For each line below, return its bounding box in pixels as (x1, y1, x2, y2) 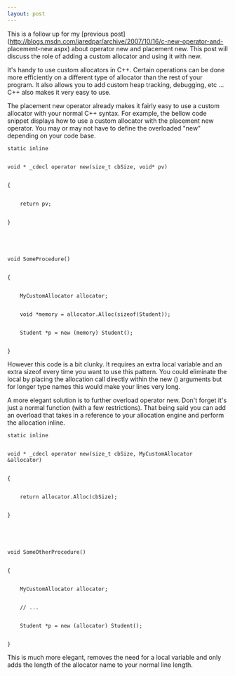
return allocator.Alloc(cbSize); (20, 493, 118, 501)
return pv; (20, 200, 52, 207)
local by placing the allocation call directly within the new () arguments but (7, 375, 222, 383)
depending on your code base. (7, 131, 96, 140)
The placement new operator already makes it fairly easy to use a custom (7, 101, 220, 110)
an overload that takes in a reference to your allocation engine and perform (7, 411, 224, 419)
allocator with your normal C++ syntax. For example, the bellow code (7, 109, 207, 117)
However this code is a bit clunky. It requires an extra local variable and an (7, 359, 222, 369)
